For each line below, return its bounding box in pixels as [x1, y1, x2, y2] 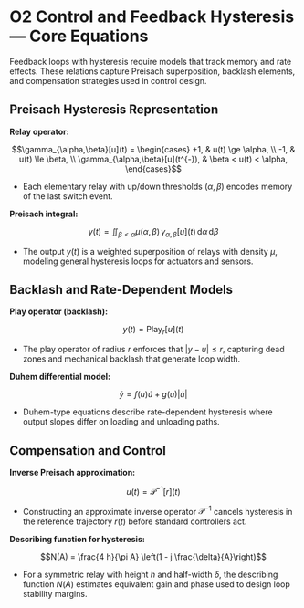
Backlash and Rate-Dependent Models [9, 281, 234, 298]
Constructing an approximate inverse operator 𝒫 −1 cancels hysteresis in [22, 504, 293, 517]
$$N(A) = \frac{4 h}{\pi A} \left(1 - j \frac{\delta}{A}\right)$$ [39, 551, 267, 562]
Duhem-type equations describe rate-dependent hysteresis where [22, 406, 273, 417]
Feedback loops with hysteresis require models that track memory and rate [9, 56, 292, 67]
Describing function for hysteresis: [9, 534, 146, 545]
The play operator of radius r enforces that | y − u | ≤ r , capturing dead [22, 344, 285, 355]
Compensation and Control [9, 443, 166, 458]
